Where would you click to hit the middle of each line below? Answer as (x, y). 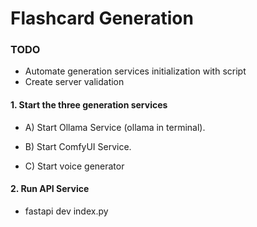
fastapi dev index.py (66, 211)
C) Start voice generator (74, 166)
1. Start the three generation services (89, 105)
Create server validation (74, 82)
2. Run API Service (50, 189)
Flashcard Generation (102, 18)
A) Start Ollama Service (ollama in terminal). (115, 127)
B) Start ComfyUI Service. (78, 146)
